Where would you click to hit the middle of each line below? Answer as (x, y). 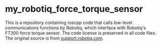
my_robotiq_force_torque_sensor (74, 9)
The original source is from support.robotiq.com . (54, 38)
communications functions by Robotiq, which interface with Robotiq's (76, 27)
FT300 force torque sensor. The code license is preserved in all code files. (81, 33)
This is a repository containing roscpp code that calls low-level (69, 23)
